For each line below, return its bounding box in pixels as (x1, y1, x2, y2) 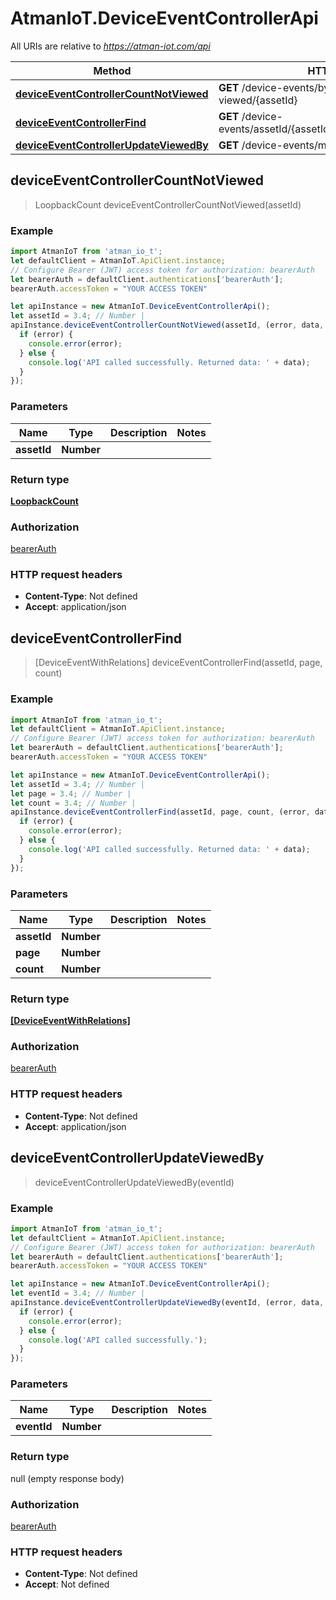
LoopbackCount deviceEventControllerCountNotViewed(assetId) (34, 198, 302, 211)
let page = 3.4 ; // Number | (10, 788, 132, 799)
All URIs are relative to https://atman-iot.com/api (10, 40, 211, 52)
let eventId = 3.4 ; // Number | (10, 1288, 145, 1299)
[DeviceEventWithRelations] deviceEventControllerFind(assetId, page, (34, 657, 323, 669)
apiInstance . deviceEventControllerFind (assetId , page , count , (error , (10, 807, 311, 817)
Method (93, 63, 132, 77)
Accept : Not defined (24, 1578, 110, 1591)
